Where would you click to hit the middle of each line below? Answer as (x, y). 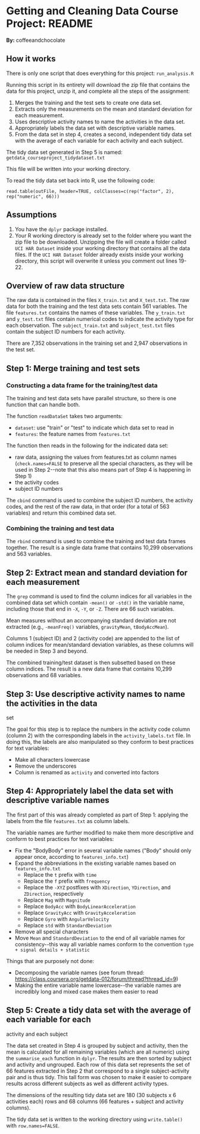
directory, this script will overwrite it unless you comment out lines (96, 261)
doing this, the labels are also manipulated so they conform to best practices (100, 742)
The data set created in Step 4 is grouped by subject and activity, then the (97, 1045)
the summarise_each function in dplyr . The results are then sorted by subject (99, 1058)
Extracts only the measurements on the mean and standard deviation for (103, 109)
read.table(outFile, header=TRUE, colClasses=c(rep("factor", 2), (90, 191)
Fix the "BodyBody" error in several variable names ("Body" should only (103, 850)
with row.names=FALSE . (33, 1125)
